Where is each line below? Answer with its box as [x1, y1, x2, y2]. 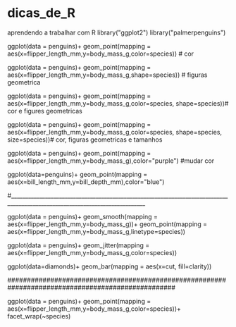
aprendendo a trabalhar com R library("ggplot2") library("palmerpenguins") [7, 28, 226, 37]
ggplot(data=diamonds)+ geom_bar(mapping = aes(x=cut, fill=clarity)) [7, 262, 212, 271]
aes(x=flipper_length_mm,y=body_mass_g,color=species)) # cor [7, 49, 194, 58]
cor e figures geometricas [7, 106, 82, 115]
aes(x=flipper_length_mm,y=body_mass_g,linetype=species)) [7, 227, 185, 235]
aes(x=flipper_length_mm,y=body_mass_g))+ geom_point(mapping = [7, 220, 208, 228]
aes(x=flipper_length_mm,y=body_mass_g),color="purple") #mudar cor [7, 156, 215, 165]
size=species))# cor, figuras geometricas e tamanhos [7, 135, 163, 144]
